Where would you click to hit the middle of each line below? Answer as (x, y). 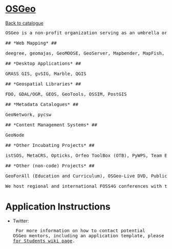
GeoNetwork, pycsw (28, 115)
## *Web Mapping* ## (31, 43)
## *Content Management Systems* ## (51, 125)
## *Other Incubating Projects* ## (50, 145)
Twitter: (21, 221)
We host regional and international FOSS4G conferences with (84, 186)
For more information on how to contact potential (80, 230)
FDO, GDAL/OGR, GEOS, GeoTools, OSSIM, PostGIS (66, 94)
